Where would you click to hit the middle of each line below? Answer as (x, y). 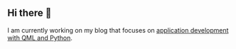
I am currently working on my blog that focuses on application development (118, 30)
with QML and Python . (40, 38)
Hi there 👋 (29, 13)
